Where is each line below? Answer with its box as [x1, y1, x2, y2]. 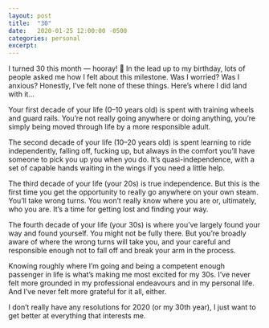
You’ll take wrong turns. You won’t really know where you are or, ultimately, [8, 196, 257, 206]
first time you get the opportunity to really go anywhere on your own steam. [8, 187, 259, 197]
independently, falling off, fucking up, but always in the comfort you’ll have [8, 146, 255, 156]
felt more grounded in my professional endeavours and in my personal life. [8, 278, 255, 288]
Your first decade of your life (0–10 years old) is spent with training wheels [8, 105, 255, 115]
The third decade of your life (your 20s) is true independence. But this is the [8, 178, 260, 189]
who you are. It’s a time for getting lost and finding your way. [8, 204, 209, 214]
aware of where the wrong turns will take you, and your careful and [8, 237, 231, 247]
